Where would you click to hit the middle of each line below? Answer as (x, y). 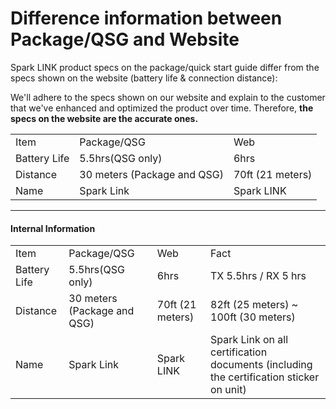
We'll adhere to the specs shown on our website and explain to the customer (168, 97)
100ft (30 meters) (253, 317)
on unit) (228, 390)
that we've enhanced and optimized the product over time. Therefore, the (162, 108)
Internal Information (53, 228)
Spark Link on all (249, 340)
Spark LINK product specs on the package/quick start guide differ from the (165, 67)
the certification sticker (265, 377)
